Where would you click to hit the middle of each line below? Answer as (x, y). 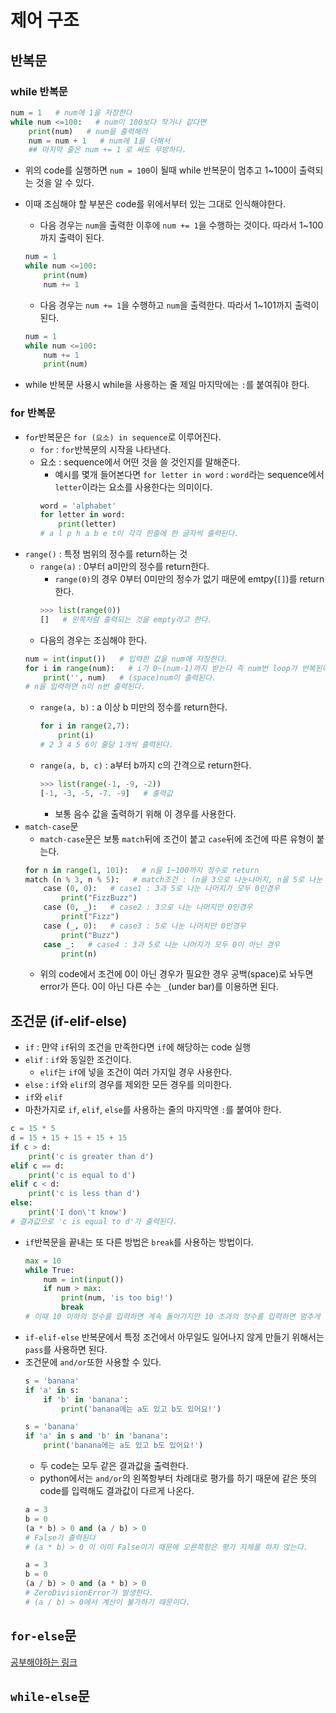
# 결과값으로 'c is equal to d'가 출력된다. (94, 1221)
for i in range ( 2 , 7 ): (84, 726)
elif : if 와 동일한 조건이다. (78, 1060)
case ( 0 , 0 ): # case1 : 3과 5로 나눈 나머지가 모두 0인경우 (161, 889)
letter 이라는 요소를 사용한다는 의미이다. (133, 487)
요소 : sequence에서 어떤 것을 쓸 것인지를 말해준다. (140, 462)
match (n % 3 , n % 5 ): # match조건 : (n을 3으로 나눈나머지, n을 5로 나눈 (173, 879)
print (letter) (87, 524)
